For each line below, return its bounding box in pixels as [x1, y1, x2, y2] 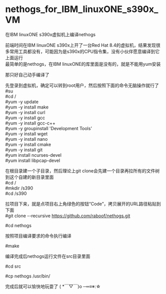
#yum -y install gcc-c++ [5, 120, 56, 126]
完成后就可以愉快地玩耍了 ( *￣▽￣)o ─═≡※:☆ [5, 283, 101, 289]
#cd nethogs [5, 222, 32, 228]
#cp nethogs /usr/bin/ [5, 273, 50, 279]
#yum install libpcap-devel [5, 157, 60, 163]
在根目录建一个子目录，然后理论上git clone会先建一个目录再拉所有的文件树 [5, 167, 160, 174]
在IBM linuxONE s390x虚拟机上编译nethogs [5, 31, 96, 37]
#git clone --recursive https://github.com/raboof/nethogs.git [5, 213, 131, 219]
